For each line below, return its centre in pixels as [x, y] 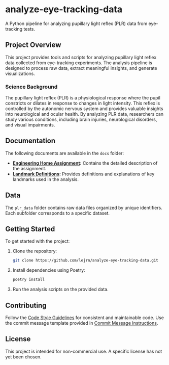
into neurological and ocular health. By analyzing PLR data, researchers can [84, 114]
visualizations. [20, 73]
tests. [29, 29]
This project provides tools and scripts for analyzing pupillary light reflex [81, 57]
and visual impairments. [30, 125]
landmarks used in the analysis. [45, 179]
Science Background [31, 87]
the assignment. [29, 168]
